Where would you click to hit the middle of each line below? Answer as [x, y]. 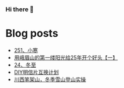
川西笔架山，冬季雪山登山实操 [50, 79]
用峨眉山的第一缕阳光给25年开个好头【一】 [66, 57]
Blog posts [32, 34]
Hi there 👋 [20, 9]
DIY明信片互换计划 [36, 72]
